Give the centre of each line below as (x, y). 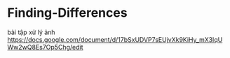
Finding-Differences (67, 13)
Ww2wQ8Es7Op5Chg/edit (45, 47)
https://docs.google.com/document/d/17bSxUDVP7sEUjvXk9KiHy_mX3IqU (115, 39)
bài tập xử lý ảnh (31, 32)
